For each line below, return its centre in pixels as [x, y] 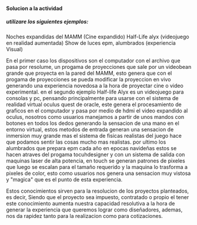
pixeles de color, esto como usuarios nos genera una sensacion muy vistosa [98, 173]
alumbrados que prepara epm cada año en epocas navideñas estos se [91, 148]
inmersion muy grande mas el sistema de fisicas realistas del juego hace [94, 135]
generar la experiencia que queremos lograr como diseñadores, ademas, [94, 210]
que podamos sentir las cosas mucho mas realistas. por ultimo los [86, 142]
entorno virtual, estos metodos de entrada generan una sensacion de [90, 129]
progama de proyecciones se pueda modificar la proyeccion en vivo [89, 79]
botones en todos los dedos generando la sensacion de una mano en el [93, 123]
